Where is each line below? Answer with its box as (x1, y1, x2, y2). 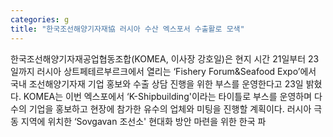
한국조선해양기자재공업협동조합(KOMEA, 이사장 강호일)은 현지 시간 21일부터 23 (10, 52, 320, 65)
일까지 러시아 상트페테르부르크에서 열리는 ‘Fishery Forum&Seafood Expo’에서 (10, 65, 317, 77)
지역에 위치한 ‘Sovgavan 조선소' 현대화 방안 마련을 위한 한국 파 (20, 115, 267, 127)
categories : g (10, 14, 70, 25)
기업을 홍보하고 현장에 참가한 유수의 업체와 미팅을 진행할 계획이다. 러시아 (28, 102, 312, 115)
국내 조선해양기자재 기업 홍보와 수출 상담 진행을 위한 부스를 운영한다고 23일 (10, 77, 304, 90)
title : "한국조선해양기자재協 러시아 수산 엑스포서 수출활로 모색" (10, 24, 245, 34)
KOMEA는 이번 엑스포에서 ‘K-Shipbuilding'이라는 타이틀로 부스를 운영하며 (23, 90, 313, 102)
